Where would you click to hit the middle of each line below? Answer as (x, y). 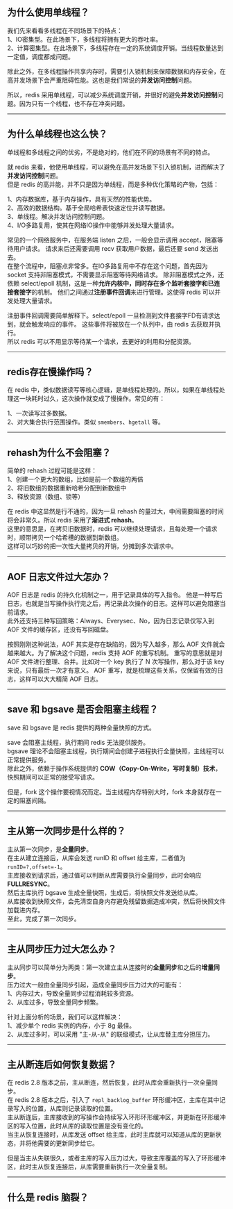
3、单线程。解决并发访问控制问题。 (58, 216)
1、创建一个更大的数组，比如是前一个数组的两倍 (75, 479)
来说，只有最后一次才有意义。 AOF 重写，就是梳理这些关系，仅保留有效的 (112, 671)
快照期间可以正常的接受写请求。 (53, 777)
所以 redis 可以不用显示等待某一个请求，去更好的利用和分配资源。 (101, 341)
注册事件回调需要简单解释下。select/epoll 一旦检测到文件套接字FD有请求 (111, 315)
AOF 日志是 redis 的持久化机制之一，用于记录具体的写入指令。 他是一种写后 (115, 595)
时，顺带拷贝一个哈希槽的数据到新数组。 (65, 538)
